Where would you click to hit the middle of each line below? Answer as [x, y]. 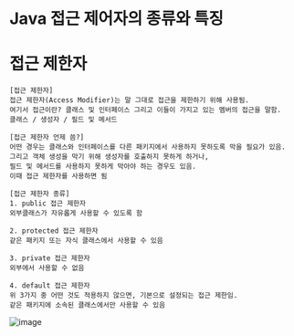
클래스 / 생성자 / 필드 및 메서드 [63, 120]
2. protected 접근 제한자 [54, 231]
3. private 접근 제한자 [50, 258]
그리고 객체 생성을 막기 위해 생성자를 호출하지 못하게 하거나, [109, 157]
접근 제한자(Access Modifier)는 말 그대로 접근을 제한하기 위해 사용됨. [129, 100]
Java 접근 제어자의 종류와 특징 [116, 19]
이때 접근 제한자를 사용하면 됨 [58, 176]
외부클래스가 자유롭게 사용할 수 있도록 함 [76, 214]
